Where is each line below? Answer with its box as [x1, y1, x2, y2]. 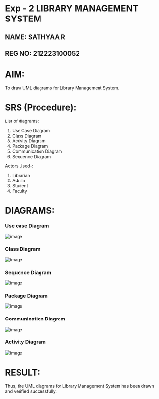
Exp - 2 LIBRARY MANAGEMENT [5, 3, 139, 14]
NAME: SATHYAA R [5, 33, 66, 41]
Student [12, 182, 28, 188]
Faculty [12, 188, 28, 194]
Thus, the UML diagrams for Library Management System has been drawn [5, 383, 155, 389]
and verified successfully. [5, 388, 57, 394]
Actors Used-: [5, 163, 34, 169]
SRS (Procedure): [5, 102, 77, 113]
